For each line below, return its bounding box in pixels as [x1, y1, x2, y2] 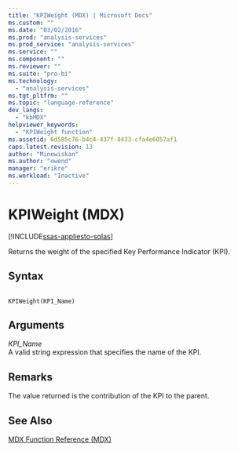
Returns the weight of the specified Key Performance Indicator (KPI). [8, 246, 230, 256]
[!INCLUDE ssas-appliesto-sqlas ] [8, 231, 114, 241]
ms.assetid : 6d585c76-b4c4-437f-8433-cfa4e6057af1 [8, 135, 178, 144]
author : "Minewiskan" [8, 150, 79, 158]
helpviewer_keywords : [8, 121, 79, 129]
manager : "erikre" [8, 165, 68, 173]
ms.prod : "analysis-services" [8, 33, 108, 42]
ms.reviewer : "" [8, 63, 61, 71]
